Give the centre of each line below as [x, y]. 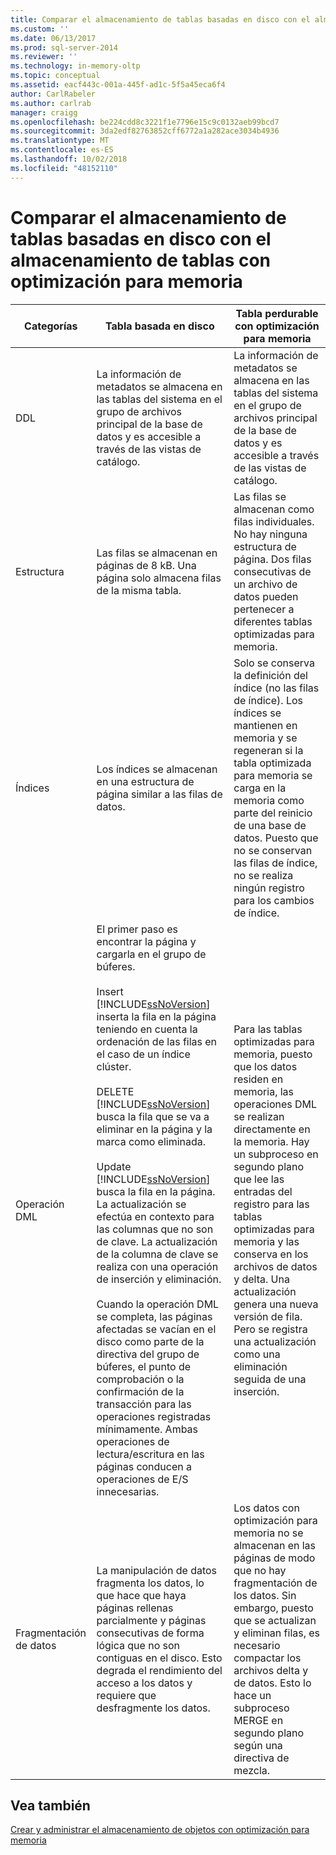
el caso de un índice [143, 1054]
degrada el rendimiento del [159, 1670]
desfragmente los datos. [153, 1708]
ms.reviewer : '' [44, 57]
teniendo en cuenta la [147, 1029]
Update [114, 1166]
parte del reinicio [273, 813]
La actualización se [141, 1204]
